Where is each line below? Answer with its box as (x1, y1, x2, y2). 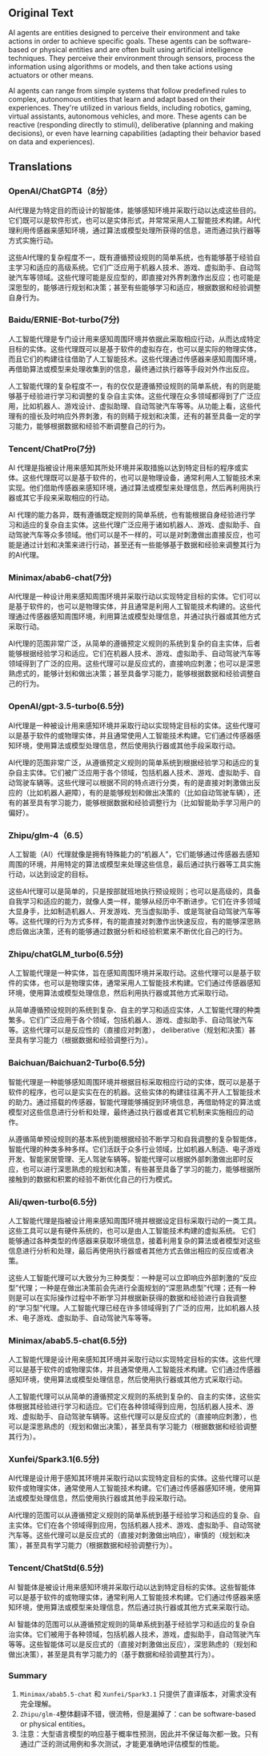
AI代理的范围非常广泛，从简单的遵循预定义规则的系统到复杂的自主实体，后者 (8, 638, 261, 648)
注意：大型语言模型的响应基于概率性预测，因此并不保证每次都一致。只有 (19, 1730, 259, 1739)
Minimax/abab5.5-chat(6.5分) (8, 1335, 127, 1346)
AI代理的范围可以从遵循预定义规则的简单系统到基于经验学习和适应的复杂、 (8, 1510, 254, 1520)
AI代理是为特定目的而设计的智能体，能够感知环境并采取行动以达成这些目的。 (8, 205, 261, 215)
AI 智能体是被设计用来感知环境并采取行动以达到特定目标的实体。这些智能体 (8, 1582, 256, 1592)
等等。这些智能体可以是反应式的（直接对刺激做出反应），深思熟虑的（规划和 (8, 1639, 258, 1649)
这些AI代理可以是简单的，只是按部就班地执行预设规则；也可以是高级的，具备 (8, 886, 261, 896)
